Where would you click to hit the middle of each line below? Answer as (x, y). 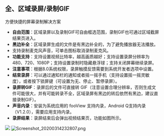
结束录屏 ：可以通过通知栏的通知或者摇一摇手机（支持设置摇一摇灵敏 (81, 75)
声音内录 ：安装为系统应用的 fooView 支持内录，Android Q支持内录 (79, 106)
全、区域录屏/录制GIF (37, 9)
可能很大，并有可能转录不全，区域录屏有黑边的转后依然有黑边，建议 (85, 93)
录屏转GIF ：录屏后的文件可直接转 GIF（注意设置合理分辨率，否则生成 (82, 87)
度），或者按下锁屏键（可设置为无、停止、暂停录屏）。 (66, 81)
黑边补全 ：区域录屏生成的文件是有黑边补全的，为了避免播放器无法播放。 (85, 44)
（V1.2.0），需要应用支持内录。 (43, 111)
